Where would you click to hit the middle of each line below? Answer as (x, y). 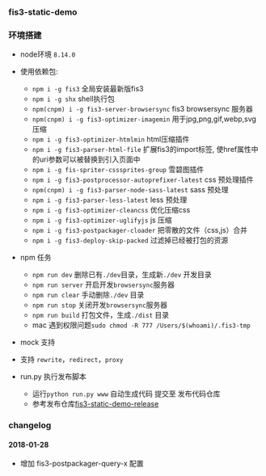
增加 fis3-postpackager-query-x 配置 (82, 464)
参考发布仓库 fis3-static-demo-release (95, 404)
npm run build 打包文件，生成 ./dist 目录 (101, 315)
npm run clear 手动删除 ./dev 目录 (88, 295)
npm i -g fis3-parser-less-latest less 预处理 (110, 200)
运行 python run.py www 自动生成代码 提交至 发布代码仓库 (126, 394)
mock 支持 (38, 343)
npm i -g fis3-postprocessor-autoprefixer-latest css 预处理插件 (143, 179)
